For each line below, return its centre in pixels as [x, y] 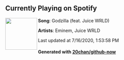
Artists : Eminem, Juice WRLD [69, 31]
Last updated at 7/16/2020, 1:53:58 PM [79, 40]
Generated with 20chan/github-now [77, 52]
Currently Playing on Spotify [51, 8]
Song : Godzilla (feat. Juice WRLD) [74, 20]
